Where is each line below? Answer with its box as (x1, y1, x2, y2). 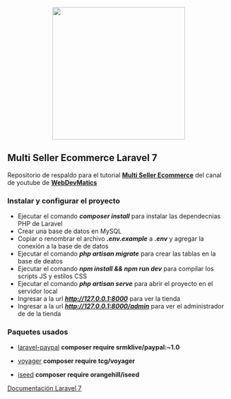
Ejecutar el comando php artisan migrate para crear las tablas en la (17, 249, 216, 258)
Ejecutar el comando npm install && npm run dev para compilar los (17, 265, 214, 273)
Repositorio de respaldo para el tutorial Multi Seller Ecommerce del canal (7, 170, 222, 179)
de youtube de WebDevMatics (7, 178, 97, 186)
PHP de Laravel (17, 220, 63, 228)
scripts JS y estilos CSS (17, 272, 87, 280)
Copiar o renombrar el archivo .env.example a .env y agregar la (17, 234, 204, 243)
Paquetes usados (7, 327, 69, 337)
